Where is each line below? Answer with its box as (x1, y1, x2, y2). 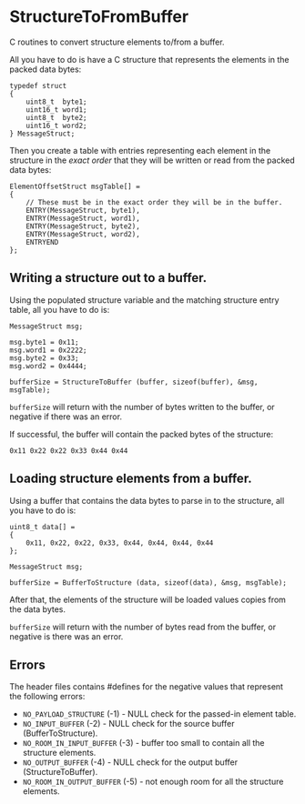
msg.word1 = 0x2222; (9, 346, 88, 355)
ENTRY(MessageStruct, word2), (25, 229, 141, 238)
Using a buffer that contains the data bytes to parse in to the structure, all (9, 495, 285, 506)
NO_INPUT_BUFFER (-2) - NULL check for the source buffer (22, 719, 235, 729)
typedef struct (9, 81, 67, 90)
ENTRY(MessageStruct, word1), (25, 214, 141, 223)
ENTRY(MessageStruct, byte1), (25, 206, 141, 215)
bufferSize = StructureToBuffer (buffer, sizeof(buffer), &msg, (9, 377, 259, 387)
